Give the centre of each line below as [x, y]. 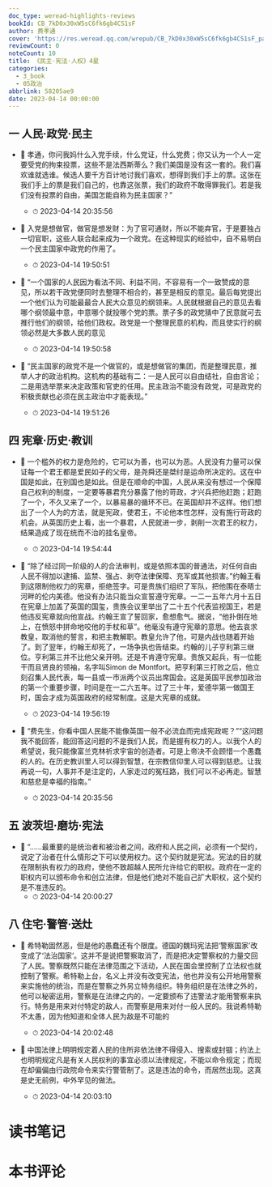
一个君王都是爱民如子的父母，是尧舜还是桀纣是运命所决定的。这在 [144, 471]
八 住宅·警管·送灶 [51, 924]
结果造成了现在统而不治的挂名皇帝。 [81, 532]
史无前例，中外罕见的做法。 [73, 1080]
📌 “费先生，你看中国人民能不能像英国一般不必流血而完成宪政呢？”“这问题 [142, 730]
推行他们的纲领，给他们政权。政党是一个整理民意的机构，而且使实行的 [137, 323]
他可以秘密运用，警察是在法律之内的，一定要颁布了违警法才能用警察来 [137, 996]
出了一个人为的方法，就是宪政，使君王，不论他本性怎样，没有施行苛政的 [140, 512]
